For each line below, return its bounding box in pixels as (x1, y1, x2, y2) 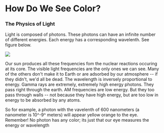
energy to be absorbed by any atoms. (5, 97, 81, 103)
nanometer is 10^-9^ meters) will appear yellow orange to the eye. (5, 112, 138, 118)
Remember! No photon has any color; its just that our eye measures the (5, 117, 149, 123)
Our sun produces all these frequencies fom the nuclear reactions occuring (5, 61, 158, 67)
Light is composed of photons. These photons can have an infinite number (5, 31, 156, 37)
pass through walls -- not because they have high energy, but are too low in (5, 92, 159, 98)
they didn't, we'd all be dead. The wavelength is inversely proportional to (5, 77, 152, 82)
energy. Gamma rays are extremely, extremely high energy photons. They (5, 81, 154, 87)
